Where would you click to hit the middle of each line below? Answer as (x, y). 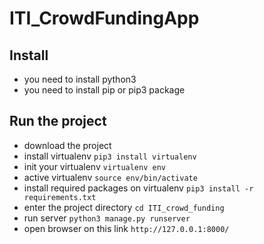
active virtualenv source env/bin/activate (110, 177)
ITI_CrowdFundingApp (104, 18)
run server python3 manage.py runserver (107, 218)
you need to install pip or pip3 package (104, 90)
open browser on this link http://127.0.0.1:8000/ (126, 228)
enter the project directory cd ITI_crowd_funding (124, 207)
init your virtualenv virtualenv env (94, 166)
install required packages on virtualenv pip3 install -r (138, 188)
